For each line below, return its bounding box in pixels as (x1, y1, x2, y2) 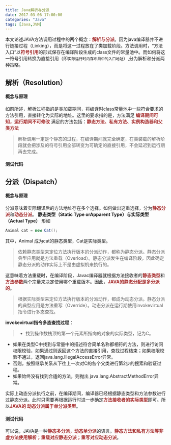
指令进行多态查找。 (17, 308, 59, 314)
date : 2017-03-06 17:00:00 (5, 12, 63, 17)
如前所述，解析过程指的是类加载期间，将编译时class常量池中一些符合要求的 (5, 106, 164, 112)
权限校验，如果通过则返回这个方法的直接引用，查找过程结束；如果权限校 (12, 348, 164, 354)
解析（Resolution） (5, 78, 67, 87)
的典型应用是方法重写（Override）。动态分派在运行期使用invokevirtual (17, 302, 163, 308)
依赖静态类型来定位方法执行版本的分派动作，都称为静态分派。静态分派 (17, 249, 165, 255)
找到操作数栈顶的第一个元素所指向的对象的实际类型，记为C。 (25, 330, 154, 336)
